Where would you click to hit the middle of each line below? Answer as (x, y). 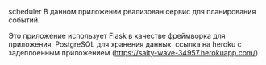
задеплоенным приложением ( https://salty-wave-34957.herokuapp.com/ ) (133, 53)
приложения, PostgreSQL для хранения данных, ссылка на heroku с (125, 44)
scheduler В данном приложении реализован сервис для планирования (132, 12)
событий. (24, 20)
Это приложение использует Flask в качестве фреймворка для (117, 36)
